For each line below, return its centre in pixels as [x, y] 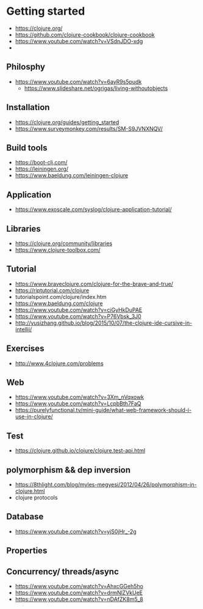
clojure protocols [36, 498]
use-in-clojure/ [34, 416]
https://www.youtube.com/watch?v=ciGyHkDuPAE [79, 309]
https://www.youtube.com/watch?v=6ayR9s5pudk [78, 81]
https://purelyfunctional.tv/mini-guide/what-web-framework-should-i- [103, 410]
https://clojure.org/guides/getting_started [67, 122]
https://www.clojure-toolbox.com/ [58, 250]
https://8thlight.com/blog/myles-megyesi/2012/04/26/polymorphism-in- [106, 485]
